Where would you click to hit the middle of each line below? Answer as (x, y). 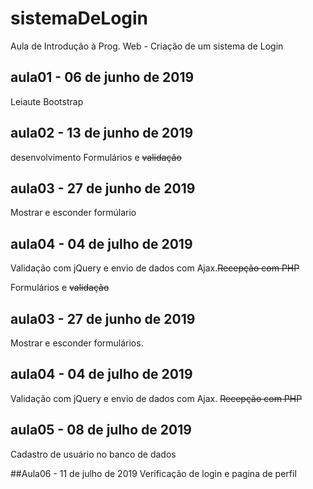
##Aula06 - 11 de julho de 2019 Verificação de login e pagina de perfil (153, 473)
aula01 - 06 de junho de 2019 (102, 77)
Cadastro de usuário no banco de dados (93, 454)
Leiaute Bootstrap (47, 101)
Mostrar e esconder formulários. (77, 343)
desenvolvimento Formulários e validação (96, 157)
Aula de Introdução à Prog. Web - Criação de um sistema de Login (147, 46)
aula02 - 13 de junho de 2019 (102, 133)
